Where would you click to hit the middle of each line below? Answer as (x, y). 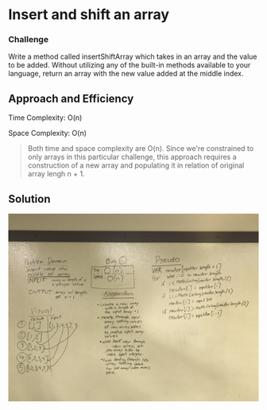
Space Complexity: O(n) (48, 133)
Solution (29, 199)
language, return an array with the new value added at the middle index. (126, 74)
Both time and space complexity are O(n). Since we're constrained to (141, 149)
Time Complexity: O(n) (45, 118)
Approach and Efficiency (71, 98)
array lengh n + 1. (56, 174)
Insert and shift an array (89, 15)
